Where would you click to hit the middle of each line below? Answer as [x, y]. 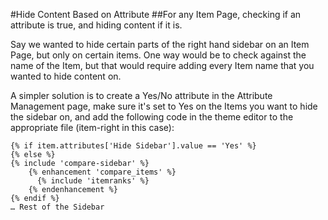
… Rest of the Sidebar [57, 207]
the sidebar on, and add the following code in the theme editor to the [152, 117]
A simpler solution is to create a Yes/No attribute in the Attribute [141, 95]
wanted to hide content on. [66, 76]
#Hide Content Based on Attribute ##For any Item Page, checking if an [156, 14]
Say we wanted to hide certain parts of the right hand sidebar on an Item [160, 44]
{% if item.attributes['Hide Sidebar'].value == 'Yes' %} [133, 146]
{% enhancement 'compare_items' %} [102, 172]
